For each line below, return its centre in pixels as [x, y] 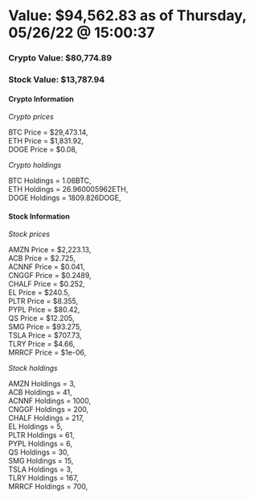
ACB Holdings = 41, [40, 393]
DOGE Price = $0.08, [43, 150]
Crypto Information [41, 98]
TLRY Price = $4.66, [42, 344]
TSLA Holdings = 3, [41, 469]
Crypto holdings [35, 165]
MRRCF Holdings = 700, [48, 487]
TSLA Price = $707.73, [45, 335]
